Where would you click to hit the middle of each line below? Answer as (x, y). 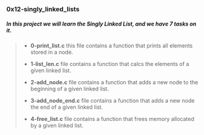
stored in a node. (52, 52)
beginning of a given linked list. (70, 89)
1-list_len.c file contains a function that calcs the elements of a (110, 64)
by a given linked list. (57, 125)
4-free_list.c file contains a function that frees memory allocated (112, 119)
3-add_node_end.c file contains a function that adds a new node (112, 100)
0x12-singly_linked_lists (43, 9)
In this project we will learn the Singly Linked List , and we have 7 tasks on (101, 24)
